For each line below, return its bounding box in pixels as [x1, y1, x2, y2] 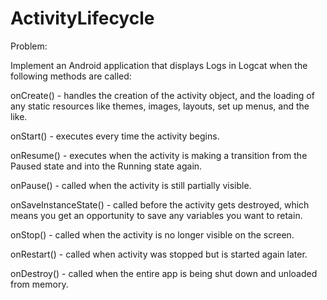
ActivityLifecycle [10, 7, 155, 30]
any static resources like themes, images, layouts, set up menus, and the [10, 100, 310, 112]
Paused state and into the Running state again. [10, 160, 203, 172]
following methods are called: [10, 70, 132, 82]
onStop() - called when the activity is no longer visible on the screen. [10, 228, 295, 241]
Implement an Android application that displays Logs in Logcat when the [10, 59, 308, 71]
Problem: [10, 40, 48, 52]
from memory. [10, 278, 69, 290]
